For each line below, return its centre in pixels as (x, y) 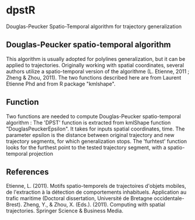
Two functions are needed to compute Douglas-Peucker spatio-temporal (93, 116)
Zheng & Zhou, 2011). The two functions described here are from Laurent (94, 77)
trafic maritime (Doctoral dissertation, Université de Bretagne (79, 198)
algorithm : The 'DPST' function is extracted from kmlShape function (88, 122)
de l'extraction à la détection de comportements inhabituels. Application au (96, 192)
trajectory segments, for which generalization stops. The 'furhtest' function (97, 141)
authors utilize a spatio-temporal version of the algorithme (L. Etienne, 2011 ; (98, 71)
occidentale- (169, 198)
